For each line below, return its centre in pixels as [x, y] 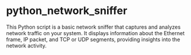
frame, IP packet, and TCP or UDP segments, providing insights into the [93, 39]
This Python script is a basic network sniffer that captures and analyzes [93, 27]
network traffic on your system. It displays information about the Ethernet [96, 33]
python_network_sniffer [67, 11]
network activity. [27, 46]
